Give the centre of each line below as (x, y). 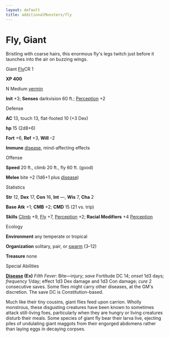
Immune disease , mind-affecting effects (48, 148)
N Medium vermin (24, 89)
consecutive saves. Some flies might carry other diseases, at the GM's (80, 287)
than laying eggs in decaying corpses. (46, 329)
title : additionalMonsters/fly (39, 15)
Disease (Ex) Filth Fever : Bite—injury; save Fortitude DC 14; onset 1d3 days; (85, 276)
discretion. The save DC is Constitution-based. (55, 292)
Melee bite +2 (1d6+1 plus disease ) (42, 177)
